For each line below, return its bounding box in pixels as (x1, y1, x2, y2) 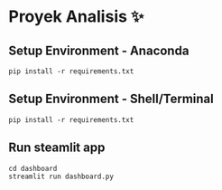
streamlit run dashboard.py (8, 172, 115, 181)
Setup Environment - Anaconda (8, 43, 190, 58)
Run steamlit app (8, 140, 106, 156)
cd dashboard (8, 164, 58, 173)
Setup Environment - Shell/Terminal (8, 91, 214, 107)
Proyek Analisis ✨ (8, 6, 144, 27)
